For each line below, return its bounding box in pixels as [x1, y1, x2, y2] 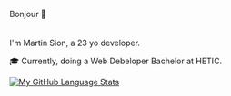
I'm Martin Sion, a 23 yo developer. [9, 37, 141, 48]
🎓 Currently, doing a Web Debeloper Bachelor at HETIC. [9, 55, 223, 66]
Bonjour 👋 [9, 9, 47, 19]
